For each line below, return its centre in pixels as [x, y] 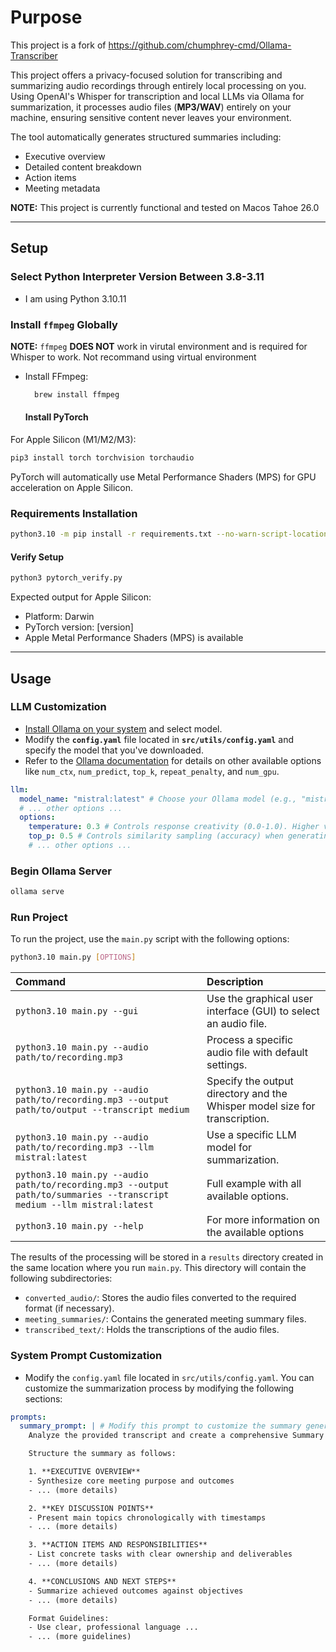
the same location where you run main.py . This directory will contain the [158, 1268]
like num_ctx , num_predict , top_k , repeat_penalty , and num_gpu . [152, 771]
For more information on [263, 1220]
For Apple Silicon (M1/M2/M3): [73, 439]
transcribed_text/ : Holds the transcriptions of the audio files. [152, 1330]
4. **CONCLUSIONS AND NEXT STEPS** [102, 1581]
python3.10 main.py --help [79, 1226]
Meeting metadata [62, 188]
